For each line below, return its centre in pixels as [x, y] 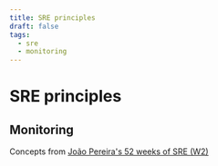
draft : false [34, 26]
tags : [20, 34]
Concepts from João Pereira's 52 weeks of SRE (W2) [109, 151]
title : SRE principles [52, 18]
